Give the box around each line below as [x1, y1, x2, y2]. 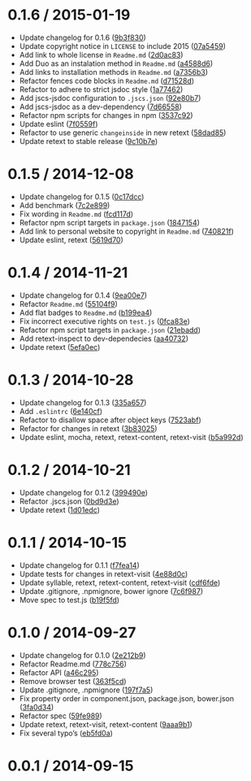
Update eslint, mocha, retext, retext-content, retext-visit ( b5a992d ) [19, 432, 245, 442]
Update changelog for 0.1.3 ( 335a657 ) [19, 397, 147, 408]
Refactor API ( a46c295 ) [19, 667, 99, 677]
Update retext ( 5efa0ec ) [19, 342, 101, 351]
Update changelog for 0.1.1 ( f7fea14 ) [19, 560, 140, 570]
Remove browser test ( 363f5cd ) [19, 676, 127, 686]
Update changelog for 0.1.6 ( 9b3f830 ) [19, 33, 147, 42]
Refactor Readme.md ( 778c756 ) [19, 659, 127, 669]
